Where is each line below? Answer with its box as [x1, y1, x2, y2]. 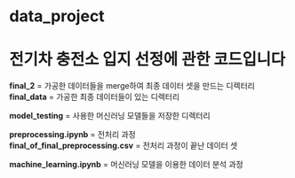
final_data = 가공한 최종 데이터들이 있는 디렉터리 [9, 91, 180, 103]
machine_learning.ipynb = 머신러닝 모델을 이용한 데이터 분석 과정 [9, 159, 243, 170]
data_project [9, 6, 105, 27]
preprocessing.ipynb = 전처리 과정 [9, 129, 136, 140]
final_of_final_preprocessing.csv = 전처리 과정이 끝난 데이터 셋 [9, 140, 238, 151]
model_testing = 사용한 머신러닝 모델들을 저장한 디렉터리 [9, 111, 211, 121]
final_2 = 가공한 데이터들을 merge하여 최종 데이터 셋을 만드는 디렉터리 [9, 81, 255, 91]
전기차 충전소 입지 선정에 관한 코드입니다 [9, 50, 286, 70]
